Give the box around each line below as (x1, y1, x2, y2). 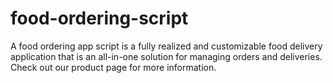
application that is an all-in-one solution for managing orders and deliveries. (10, 50, 323, 62)
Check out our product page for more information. (10, 61, 217, 73)
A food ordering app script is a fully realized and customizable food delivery (10, 40, 323, 52)
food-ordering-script (10, 7, 189, 30)
